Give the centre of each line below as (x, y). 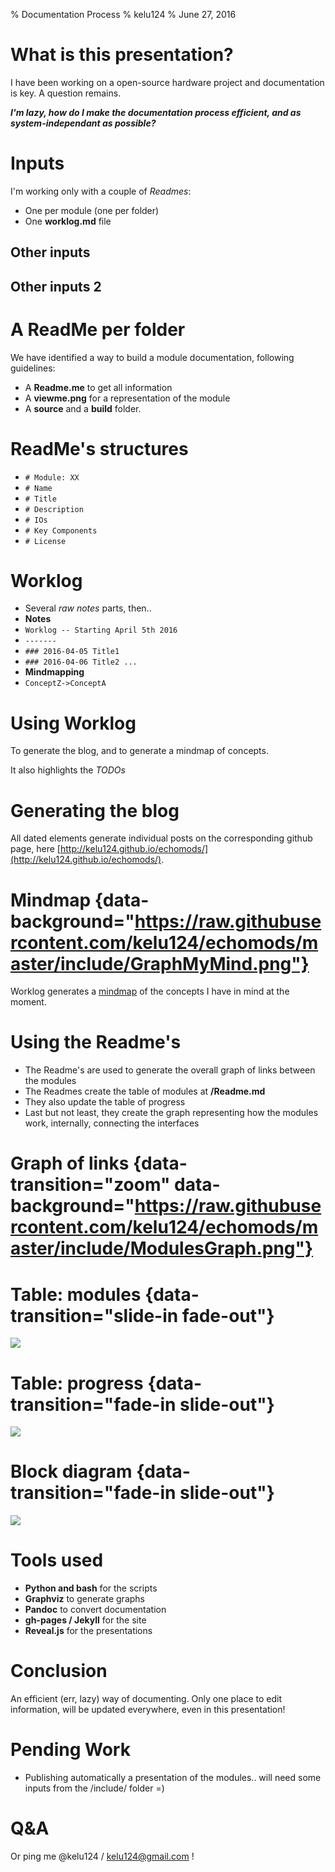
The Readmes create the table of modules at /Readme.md (145, 1091)
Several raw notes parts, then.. (88, 608)
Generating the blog (95, 810)
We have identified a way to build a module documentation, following (152, 357)
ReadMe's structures (99, 448)
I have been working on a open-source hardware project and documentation (167, 82)
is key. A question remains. (66, 93)
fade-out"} (228, 1315)
